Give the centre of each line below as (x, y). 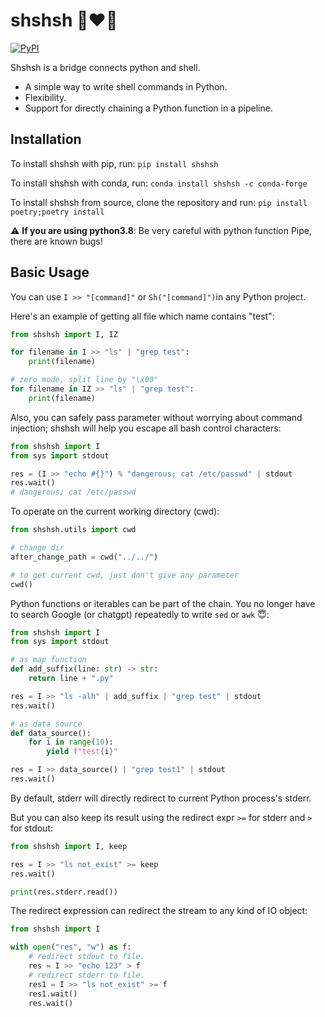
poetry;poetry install (57, 212)
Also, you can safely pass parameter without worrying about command (156, 417)
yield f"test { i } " (82, 752)
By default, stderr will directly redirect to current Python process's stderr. (161, 798)
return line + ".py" (71, 679)
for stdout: (32, 828)
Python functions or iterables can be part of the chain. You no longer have (163, 603)
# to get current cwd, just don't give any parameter (125, 575)
